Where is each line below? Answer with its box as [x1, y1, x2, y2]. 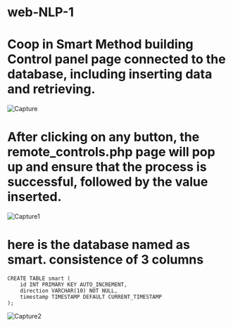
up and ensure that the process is [7, 159, 207, 175]
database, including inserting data [7, 66, 213, 82]
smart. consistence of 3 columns [7, 252, 204, 268]
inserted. [7, 189, 62, 205]
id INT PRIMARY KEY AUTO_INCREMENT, [20, 281, 128, 288]
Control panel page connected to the [7, 51, 227, 68]
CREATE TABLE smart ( [7, 275, 71, 282]
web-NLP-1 [7, 4, 74, 20]
